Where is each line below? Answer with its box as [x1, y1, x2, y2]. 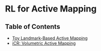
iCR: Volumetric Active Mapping [12, 40, 76, 46]
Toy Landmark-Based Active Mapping [12, 35, 88, 41]
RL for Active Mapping [5, 3, 97, 14]
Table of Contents [5, 23, 61, 31]
